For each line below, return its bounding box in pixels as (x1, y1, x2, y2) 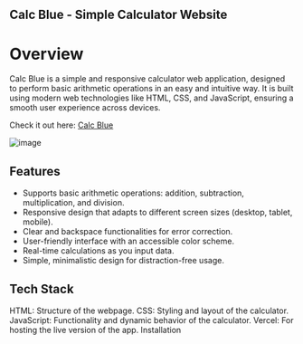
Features (9, 163, 61, 179)
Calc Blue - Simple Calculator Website (9, 7, 228, 23)
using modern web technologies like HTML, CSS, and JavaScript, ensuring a (9, 92, 294, 103)
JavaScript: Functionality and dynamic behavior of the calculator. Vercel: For (9, 314, 294, 325)
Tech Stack (9, 281, 74, 297)
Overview (9, 43, 84, 64)
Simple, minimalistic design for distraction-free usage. (22, 255, 224, 266)
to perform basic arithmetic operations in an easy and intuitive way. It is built (9, 83, 294, 94)
